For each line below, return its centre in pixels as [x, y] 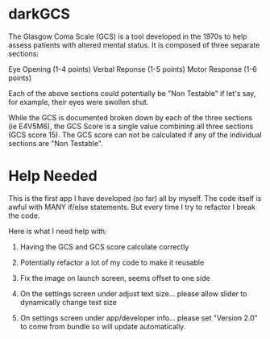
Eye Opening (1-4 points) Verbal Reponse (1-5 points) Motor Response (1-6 [133, 69]
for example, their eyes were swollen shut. [79, 102]
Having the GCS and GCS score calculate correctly [104, 246]
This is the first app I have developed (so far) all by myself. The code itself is [135, 198]
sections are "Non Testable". [56, 143]
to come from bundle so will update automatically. [103, 326]
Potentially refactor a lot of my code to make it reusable [112, 262]
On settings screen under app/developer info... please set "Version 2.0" [139, 318]
